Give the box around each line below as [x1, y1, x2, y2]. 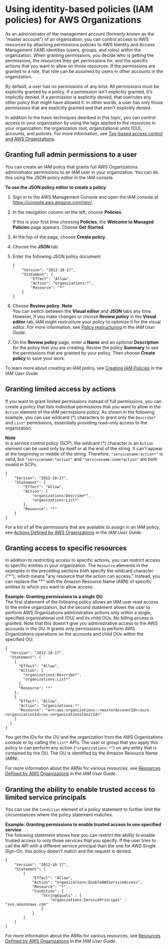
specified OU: [5, 636, 34, 642]
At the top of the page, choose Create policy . [12, 234, 107, 240]
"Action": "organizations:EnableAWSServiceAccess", [32, 880, 142, 885]
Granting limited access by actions [5, 385, 116, 393]
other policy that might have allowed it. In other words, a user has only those [5, 99, 163, 105]
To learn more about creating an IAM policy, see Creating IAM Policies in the [5, 365, 163, 371]
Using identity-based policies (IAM [5, 4, 153, 15]
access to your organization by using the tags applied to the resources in [5, 120, 156, 126]
